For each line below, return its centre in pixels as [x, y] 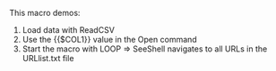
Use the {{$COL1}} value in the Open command [109, 39]
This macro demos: [45, 13]
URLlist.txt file [48, 58]
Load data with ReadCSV [68, 30]
